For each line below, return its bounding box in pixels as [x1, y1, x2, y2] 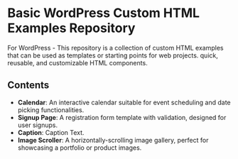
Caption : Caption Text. [17, 128, 85, 136]
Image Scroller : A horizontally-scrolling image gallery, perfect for [17, 136, 209, 144]
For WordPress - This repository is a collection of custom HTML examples [7, 43, 224, 52]
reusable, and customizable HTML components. [7, 58, 148, 67]
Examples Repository [7, 20, 136, 36]
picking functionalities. [17, 105, 85, 114]
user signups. [17, 121, 58, 129]
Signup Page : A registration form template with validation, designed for [17, 113, 227, 121]
